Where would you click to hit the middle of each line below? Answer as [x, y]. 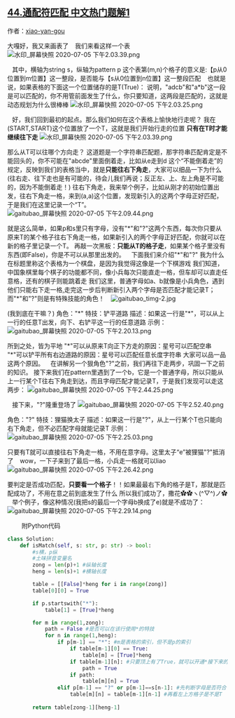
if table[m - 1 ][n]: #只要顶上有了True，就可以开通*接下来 [147, 662]
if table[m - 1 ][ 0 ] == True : [109, 649]
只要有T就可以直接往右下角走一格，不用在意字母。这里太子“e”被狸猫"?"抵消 [116, 452]
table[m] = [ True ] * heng [117, 655]
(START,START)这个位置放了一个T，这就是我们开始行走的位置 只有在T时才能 [117, 128]
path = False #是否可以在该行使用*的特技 [100, 629]
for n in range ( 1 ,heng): [81, 636]
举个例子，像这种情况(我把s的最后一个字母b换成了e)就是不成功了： [108, 502]
